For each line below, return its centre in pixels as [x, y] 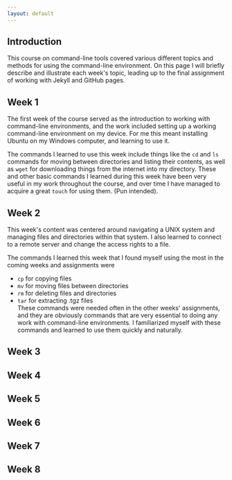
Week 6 [24, 422]
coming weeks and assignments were [61, 265]
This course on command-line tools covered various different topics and [110, 58]
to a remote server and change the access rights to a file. [89, 245]
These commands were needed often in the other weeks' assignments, [118, 308]
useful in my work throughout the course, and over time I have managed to [114, 184]
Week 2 [24, 213]
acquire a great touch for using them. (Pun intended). [83, 191]
